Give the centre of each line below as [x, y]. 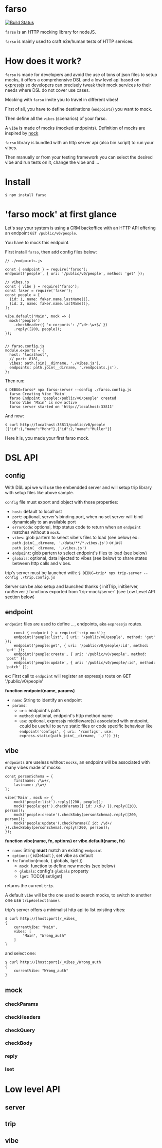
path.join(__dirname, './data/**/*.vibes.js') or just [67, 543]
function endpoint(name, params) [40, 690]
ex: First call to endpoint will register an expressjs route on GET [68, 676]
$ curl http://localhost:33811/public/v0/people [55, 425]
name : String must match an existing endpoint [57, 850]
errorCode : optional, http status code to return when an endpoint [76, 527]
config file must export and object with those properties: [62, 502]
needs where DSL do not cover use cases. [47, 90]
